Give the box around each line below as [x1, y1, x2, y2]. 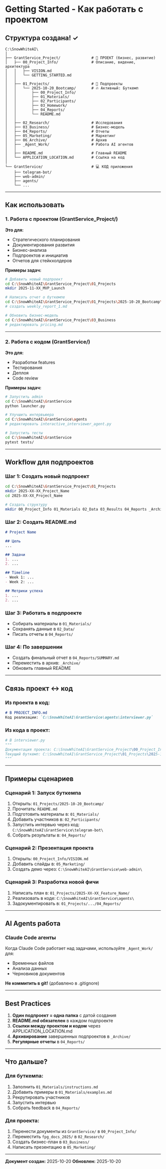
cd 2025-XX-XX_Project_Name [5, 493, 63, 498]
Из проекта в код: [5, 699, 50, 706]
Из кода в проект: [5, 726, 50, 733]
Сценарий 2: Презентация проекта [5, 844, 94, 851]
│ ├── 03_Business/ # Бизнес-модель [5, 125, 125, 130]
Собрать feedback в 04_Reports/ [12, 1105, 81, 1111]
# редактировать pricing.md [5, 322, 63, 327]
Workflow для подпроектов [5, 458, 94, 467]
